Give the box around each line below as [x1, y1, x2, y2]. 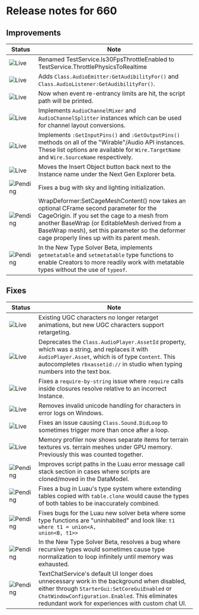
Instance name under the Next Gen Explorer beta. [38, 170, 176, 178]
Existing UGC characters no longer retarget [38, 313, 159, 321]
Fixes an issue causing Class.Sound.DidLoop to [38, 418, 168, 427]
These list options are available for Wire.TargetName [38, 146, 181, 153]
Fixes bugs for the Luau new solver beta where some [38, 508, 186, 517]
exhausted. [38, 560, 69, 568]
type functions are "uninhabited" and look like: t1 [38, 516, 175, 524]
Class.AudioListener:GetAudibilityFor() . [38, 80, 155, 88]
